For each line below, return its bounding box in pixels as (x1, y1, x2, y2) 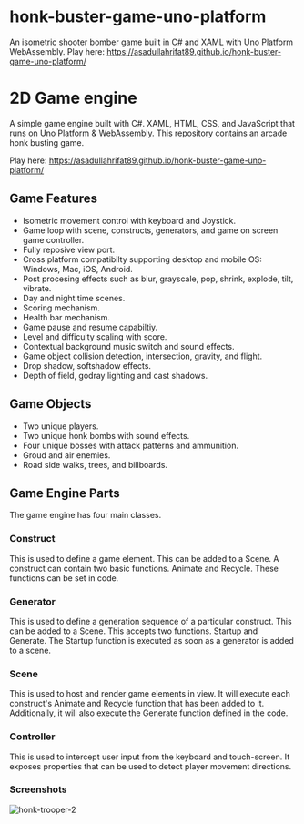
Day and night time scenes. (22, 292, 126, 303)
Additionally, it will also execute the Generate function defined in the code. (9, 707, 289, 718)
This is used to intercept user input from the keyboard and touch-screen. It (9, 751, 289, 762)
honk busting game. (9, 137, 85, 148)
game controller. (22, 234, 85, 245)
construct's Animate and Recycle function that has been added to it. (9, 698, 265, 709)
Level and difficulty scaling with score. (22, 331, 167, 342)
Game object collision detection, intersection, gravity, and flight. (22, 351, 263, 361)
